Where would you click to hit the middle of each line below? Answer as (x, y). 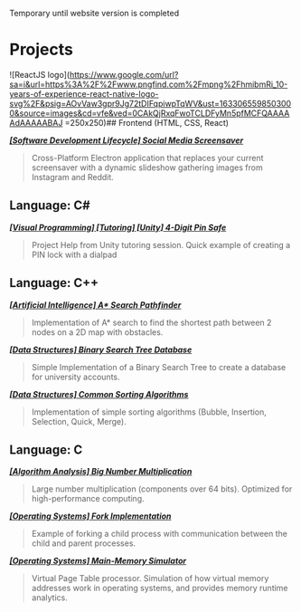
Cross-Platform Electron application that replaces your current (147, 158)
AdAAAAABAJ (36, 122)
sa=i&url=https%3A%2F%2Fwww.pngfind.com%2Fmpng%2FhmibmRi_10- (149, 84)
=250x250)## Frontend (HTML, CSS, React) (146, 122)
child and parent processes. (84, 543)
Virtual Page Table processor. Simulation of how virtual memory (150, 579)
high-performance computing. (88, 499)
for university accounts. (75, 377)
